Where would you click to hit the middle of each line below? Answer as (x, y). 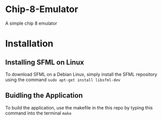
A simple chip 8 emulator (31, 23)
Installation (29, 44)
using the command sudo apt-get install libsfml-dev (63, 80)
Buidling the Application (44, 96)
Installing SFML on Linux (45, 62)
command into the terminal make (38, 113)
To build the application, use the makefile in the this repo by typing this (79, 107)
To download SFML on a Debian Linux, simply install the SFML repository (81, 74)
